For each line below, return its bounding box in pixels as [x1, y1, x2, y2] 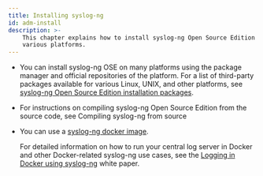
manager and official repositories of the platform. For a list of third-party [19, 71, 254, 81]
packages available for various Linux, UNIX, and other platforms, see [19, 80, 243, 89]
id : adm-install [8, 19, 61, 27]
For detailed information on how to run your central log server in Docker [19, 142, 253, 152]
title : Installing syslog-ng [8, 11, 104, 20]
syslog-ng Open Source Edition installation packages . [19, 88, 194, 97]
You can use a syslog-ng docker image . [19, 127, 149, 137]
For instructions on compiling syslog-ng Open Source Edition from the [19, 103, 247, 113]
